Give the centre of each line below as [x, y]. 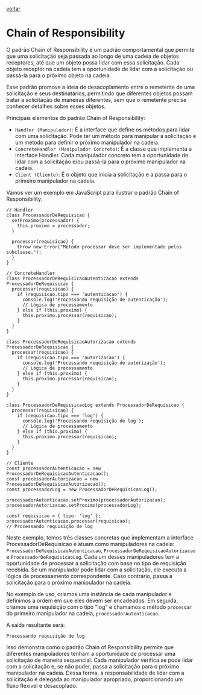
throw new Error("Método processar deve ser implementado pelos [99, 247]
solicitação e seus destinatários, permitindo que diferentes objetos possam [99, 93]
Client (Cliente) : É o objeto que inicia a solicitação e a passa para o [101, 174]
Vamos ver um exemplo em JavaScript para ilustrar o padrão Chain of [93, 192]
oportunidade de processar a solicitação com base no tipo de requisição [96, 563]
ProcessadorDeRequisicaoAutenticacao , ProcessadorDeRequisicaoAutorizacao [101, 550]
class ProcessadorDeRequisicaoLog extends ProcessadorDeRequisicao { [96, 405]
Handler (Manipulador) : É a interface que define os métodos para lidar [102, 130]
